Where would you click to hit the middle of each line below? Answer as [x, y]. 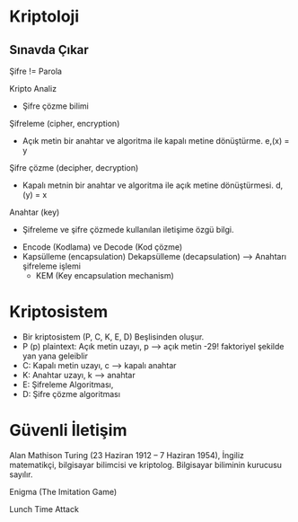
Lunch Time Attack [44, 509]
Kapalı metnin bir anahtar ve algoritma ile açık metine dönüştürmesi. [148, 185]
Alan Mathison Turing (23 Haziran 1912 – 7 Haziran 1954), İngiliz [127, 455]
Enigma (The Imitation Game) [63, 491]
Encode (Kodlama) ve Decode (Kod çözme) [102, 247]
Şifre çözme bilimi [56, 106]
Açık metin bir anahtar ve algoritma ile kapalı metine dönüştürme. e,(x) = [156, 141]
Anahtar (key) [35, 212]
